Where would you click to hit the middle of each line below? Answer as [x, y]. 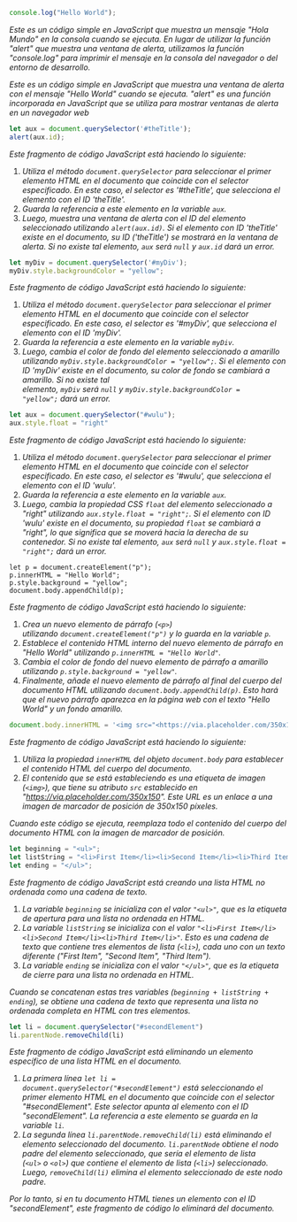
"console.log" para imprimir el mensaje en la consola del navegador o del [144, 58]
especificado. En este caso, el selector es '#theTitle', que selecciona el [151, 189]
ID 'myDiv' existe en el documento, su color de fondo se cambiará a [146, 371]
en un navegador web [49, 112]
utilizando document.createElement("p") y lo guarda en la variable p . [146, 634]
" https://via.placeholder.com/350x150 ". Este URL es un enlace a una [147, 797]
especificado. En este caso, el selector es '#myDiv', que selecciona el [149, 324]
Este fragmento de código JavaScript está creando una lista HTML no [137, 882]
